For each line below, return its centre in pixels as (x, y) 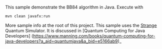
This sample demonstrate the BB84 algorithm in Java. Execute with (74, 7)
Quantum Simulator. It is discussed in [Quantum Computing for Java (75, 31)
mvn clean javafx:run (28, 16)
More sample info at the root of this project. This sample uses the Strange (81, 25)
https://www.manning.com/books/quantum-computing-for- (94, 36)
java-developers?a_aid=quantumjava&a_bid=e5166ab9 (62, 41)
